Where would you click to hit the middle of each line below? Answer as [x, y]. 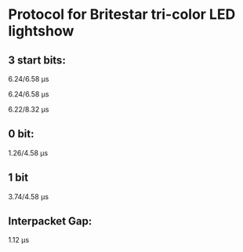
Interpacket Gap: [50, 221]
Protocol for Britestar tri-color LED [122, 15]
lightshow [41, 31]
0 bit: [21, 134]
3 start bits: [37, 60]
